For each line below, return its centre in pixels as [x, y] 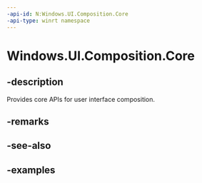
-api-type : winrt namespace [49, 21]
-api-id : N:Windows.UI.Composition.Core [68, 14]
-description [35, 82]
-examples [31, 170]
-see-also [29, 146]
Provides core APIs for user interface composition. [81, 99]
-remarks [28, 121]
